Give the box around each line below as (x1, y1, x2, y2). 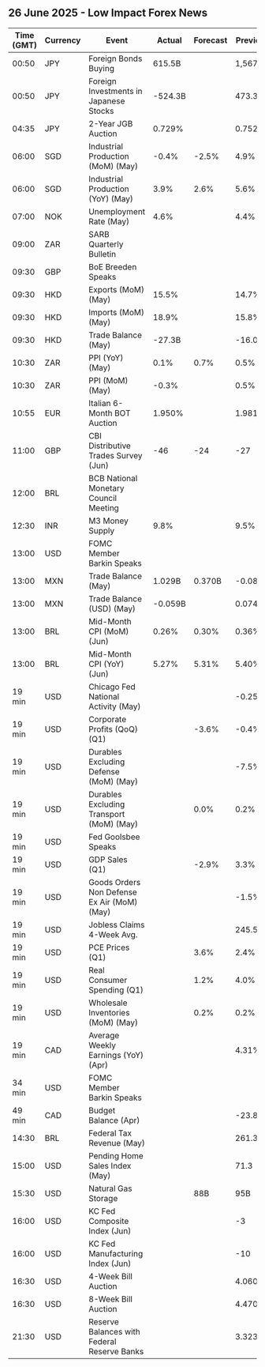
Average (88, 1030, 120, 1041)
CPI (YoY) (88, 658, 125, 669)
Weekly (88, 1039, 117, 1050)
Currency (44, 35, 81, 46)
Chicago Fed (88, 681, 136, 692)
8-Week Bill (88, 1294, 132, 1305)
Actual (156, 35, 183, 46)
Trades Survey (88, 450, 143, 461)
